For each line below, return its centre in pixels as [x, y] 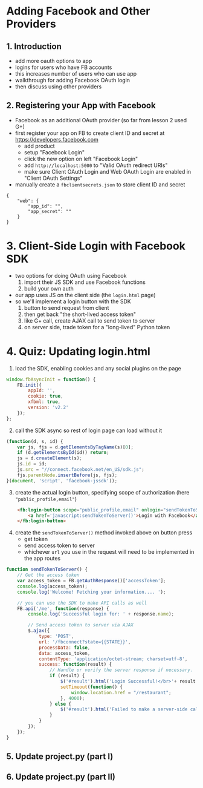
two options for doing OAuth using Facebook [71, 275]
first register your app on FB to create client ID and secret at [90, 133]
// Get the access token [48, 575]
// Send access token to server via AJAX [81, 625]
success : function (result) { [75, 665]
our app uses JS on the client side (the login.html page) [85, 295]
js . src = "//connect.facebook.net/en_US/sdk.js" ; [81, 470]
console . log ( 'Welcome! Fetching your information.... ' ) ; [92, 592]
